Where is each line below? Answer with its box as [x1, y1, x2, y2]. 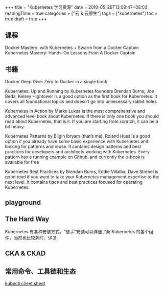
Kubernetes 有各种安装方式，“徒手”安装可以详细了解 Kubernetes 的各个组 [5, 228, 153, 234]
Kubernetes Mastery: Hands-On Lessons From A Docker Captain [5, 49, 136, 55]
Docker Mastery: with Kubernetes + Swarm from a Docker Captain [5, 45, 139, 50]
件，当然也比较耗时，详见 [5, 235, 57, 241]
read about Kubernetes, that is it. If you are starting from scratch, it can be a [5, 118, 158, 124]
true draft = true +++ [5, 16, 47, 22]
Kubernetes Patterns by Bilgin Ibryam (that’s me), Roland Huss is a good [5, 133, 150, 139]
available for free [5, 159, 39, 165]
